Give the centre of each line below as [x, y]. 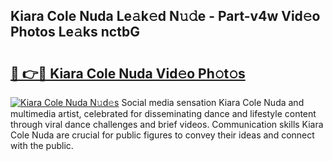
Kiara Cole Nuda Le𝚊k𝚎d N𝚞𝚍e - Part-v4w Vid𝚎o [165, 16]
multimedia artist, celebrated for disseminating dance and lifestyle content [163, 113]
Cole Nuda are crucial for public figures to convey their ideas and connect [162, 135]
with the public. [42, 145]
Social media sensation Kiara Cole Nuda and [213, 102]
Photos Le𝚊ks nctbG [75, 32]
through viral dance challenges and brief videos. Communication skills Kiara [167, 124]
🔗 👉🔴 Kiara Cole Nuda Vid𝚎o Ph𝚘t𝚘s [128, 73]
